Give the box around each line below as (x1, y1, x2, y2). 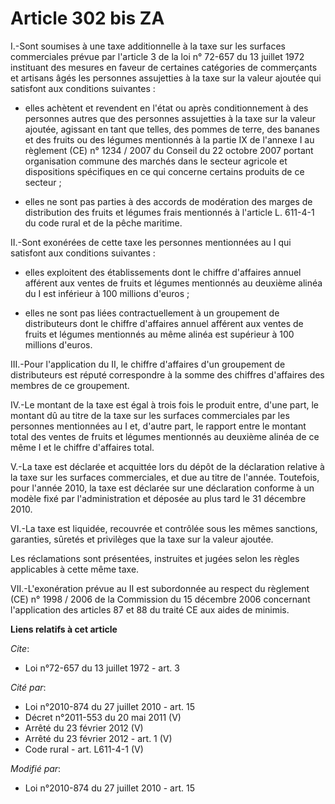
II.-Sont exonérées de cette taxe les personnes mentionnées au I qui (10, 236, 292, 248)
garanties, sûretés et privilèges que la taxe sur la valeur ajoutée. (10, 533, 274, 545)
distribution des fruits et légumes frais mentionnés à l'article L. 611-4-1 (24, 206, 315, 218)
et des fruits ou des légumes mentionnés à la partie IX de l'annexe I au (24, 133, 315, 146)
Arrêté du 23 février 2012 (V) (24, 722, 144, 734)
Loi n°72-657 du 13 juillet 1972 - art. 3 (24, 662, 180, 674)
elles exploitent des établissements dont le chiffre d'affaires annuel (24, 266, 302, 278)
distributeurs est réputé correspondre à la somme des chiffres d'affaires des (10, 368, 325, 381)
